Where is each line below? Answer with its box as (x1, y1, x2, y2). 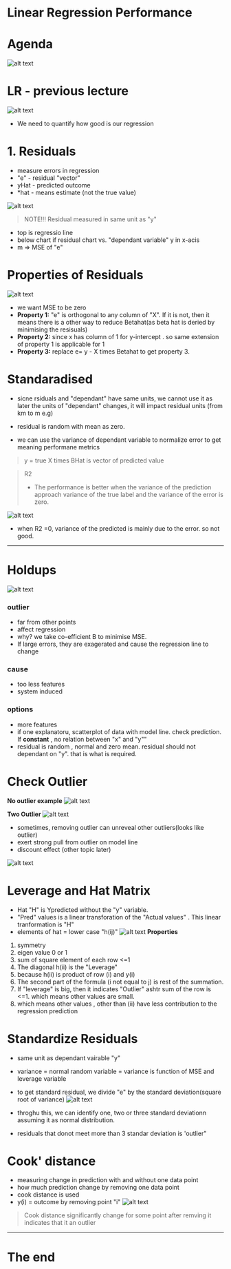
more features (16, 720, 57, 729)
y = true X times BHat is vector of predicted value (23, 456, 164, 465)
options (7, 704, 34, 714)
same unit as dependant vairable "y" (16, 1053, 121, 1062)
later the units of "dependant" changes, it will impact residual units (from (16, 401, 223, 409)
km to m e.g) (16, 409, 54, 417)
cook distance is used (16, 1190, 80, 1199)
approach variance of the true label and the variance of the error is (34, 490, 223, 498)
